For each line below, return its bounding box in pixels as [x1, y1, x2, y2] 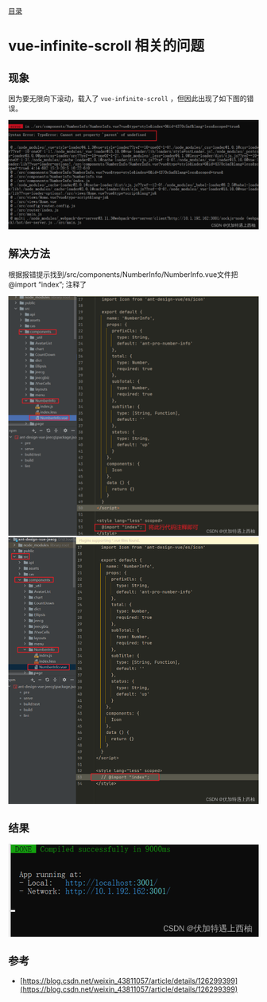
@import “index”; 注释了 [8, 279, 87, 289]
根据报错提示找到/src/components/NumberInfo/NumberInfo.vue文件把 [8, 269, 238, 279]
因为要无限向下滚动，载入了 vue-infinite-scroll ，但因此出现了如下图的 [8, 94, 247, 103]
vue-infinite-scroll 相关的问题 [8, 37, 205, 55]
